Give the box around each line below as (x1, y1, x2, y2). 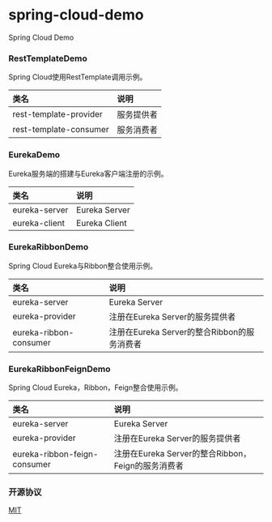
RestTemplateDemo (8, 53, 87, 64)
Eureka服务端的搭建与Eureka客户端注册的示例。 (8, 169, 168, 178)
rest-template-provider (12, 109, 103, 120)
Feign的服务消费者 (113, 460, 184, 472)
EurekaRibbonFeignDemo (8, 363, 111, 374)
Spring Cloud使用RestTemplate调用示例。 (8, 72, 147, 82)
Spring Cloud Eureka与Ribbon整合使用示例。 (8, 261, 158, 271)
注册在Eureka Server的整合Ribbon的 (108, 326, 247, 337)
